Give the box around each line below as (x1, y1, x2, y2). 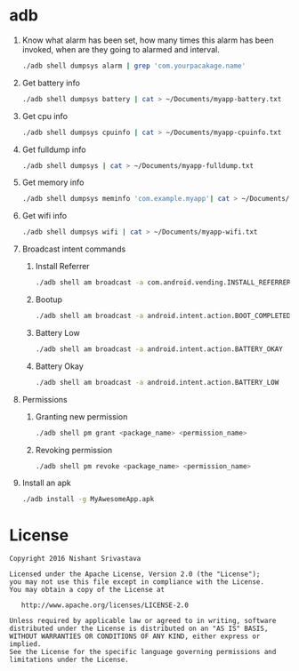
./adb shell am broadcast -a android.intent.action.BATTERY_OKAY (35, 344, 283, 354)
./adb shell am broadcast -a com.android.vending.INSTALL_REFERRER (35, 278, 291, 287)
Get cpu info (21, 110, 69, 121)
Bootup (35, 294, 62, 305)
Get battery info (21, 77, 80, 88)
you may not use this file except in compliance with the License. (9, 578, 265, 587)
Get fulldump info (21, 144, 86, 155)
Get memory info (21, 177, 85, 188)
